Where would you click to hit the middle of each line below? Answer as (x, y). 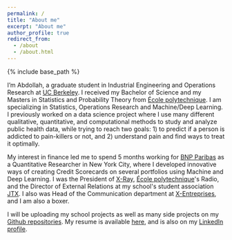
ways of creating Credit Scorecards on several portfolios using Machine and (115, 171)
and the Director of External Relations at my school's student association (110, 186)
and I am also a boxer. (38, 201)
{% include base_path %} (43, 71)
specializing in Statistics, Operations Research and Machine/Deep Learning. (115, 107)
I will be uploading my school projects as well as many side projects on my (113, 214)
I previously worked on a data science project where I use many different (111, 114)
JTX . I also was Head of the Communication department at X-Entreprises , (112, 193)
